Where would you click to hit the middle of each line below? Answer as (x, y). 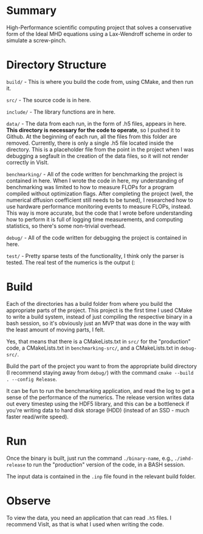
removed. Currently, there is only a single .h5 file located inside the (90, 143)
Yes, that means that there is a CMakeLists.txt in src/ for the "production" (99, 341)
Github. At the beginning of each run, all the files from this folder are (92, 136)
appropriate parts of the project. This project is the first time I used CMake (99, 310)
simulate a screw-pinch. (36, 40)
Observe (29, 501)
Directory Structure (57, 65)
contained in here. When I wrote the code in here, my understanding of (95, 181)
